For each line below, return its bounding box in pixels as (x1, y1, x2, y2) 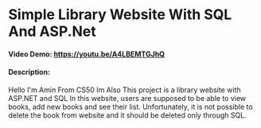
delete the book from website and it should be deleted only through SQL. (8, 110, 247, 120)
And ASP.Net (8, 22, 97, 41)
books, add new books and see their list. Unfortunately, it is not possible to (8, 102, 253, 111)
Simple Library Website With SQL (8, 6, 232, 24)
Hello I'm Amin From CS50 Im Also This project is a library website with (8, 85, 241, 95)
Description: (8, 68, 50, 77)
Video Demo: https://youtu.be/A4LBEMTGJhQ (8, 49, 166, 59)
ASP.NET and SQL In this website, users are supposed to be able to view (8, 93, 247, 103)
